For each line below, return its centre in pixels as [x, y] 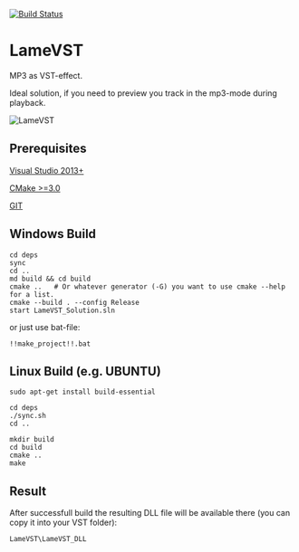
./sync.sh [28, 416]
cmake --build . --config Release [75, 302]
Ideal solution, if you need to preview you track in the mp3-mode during [144, 93]
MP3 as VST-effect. [46, 75]
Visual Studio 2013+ [47, 170]
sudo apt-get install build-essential [82, 392]
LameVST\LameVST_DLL [48, 539]
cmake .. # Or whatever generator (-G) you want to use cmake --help [147, 286]
